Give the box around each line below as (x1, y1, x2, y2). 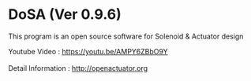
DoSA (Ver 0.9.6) (8, 6, 122, 24)
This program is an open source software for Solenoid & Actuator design (8, 31, 244, 41)
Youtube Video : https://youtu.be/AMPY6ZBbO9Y (8, 46, 168, 56)
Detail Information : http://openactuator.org (8, 63, 148, 72)
